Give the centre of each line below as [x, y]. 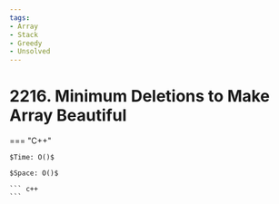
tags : [20, 18]
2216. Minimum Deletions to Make [140, 97]
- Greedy [26, 43]
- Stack [24, 34]
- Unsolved [30, 52]
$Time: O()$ [32, 158]
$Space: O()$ [34, 173]
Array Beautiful [68, 116]
